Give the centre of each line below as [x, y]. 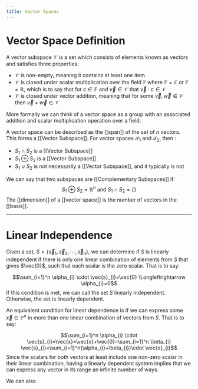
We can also [21, 381]
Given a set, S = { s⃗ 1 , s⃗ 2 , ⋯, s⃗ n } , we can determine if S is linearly [88, 252]
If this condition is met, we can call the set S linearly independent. [86, 292]
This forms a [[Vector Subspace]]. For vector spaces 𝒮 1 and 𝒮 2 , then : [91, 139]
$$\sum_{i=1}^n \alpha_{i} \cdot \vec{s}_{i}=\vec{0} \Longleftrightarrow [99, 277]
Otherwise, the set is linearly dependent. [55, 299]
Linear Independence [60, 235]
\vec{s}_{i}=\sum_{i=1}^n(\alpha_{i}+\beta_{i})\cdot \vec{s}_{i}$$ [99, 348]
